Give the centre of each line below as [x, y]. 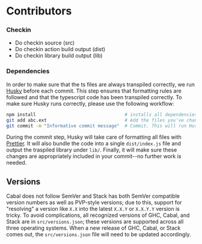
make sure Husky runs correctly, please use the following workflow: [90, 103]
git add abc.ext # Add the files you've [95, 120]
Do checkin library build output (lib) [59, 56]
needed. [17, 163]
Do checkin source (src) [45, 43]
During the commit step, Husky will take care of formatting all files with [94, 137]
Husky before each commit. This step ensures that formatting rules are [94, 91]
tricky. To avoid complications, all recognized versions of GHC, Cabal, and [98, 215]
